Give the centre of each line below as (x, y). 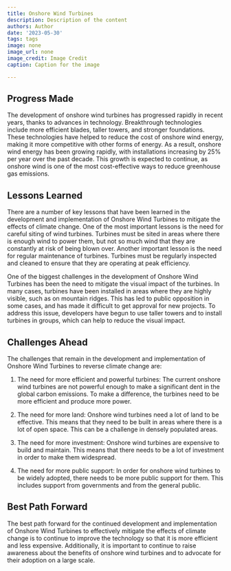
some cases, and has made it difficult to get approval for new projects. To (111, 306)
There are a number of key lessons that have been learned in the (99, 212)
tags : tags (23, 39)
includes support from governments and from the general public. (109, 486)
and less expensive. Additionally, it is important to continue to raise (102, 546)
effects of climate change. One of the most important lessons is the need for (115, 227)
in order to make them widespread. (67, 457)
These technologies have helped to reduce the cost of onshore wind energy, (115, 137)
